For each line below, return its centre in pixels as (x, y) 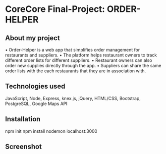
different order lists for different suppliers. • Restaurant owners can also (79, 60)
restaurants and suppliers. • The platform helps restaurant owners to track (81, 55)
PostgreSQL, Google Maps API (36, 103)
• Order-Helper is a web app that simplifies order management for (73, 50)
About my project (33, 38)
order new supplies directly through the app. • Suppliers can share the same (83, 66)
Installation (23, 119)
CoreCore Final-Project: (55, 9)
